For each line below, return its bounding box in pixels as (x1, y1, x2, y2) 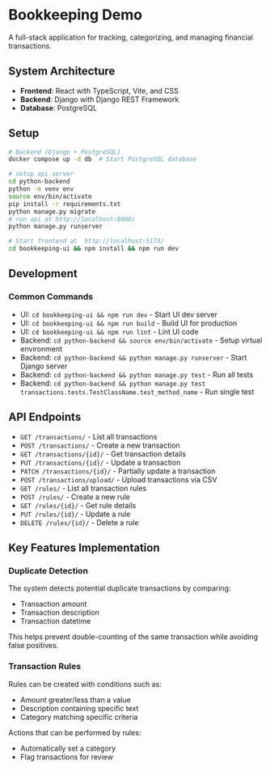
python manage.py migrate (8, 208, 95, 216)
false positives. (8, 641, 59, 650)
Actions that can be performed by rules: (8, 727, 141, 737)
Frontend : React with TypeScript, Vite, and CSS (19, 86, 179, 95)
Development (8, 267, 78, 280)
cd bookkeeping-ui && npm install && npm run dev (8, 245, 179, 253)
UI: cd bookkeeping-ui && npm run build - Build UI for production (19, 318, 238, 328)
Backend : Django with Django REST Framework (19, 95, 179, 104)
